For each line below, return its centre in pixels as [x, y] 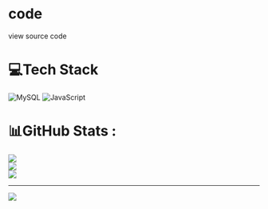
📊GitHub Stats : [63, 131]
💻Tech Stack [53, 70]
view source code [37, 36]
